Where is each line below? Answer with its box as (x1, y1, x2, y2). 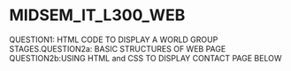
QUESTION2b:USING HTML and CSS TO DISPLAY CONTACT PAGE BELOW (9, 53, 282, 63)
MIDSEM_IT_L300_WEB (9, 5, 186, 25)
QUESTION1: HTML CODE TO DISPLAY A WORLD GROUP (9, 34, 218, 45)
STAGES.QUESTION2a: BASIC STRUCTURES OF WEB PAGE (9, 43, 226, 53)
